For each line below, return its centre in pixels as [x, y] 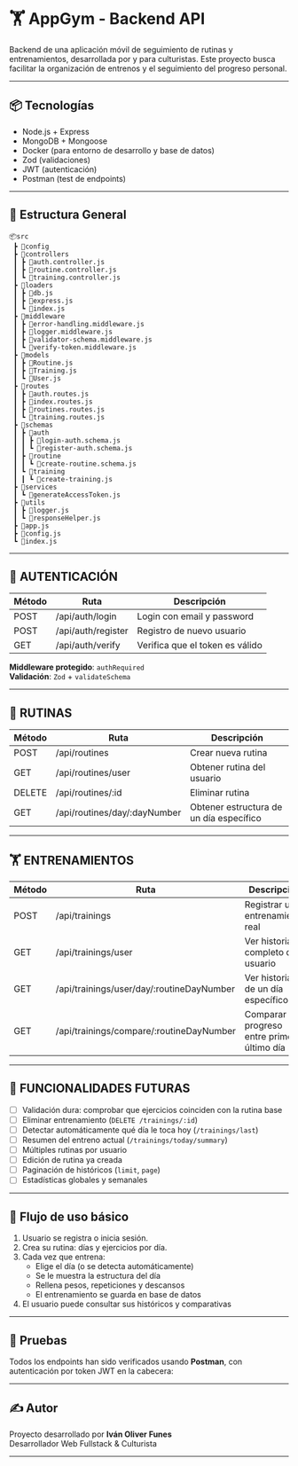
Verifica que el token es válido [200, 646]
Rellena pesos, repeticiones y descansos [110, 1285]
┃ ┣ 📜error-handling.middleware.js [78, 324]
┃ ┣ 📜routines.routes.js [59, 409]
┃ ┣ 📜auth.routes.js [51, 394]
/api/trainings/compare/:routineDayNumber [146, 1031]
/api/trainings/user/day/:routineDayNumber [145, 989]
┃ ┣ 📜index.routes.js [53, 402]
